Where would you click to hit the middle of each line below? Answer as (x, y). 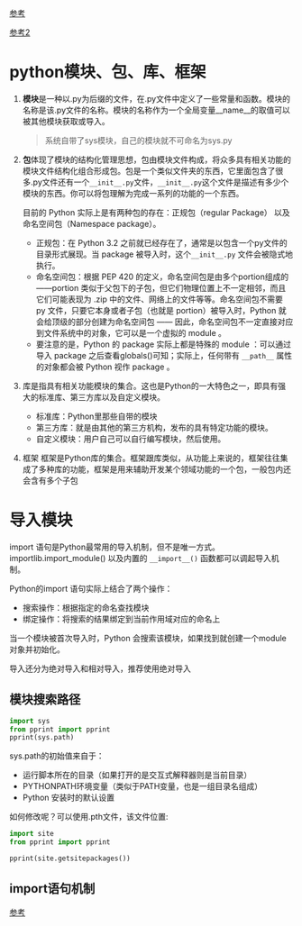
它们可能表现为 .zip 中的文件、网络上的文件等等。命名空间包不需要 (160, 299)
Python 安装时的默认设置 (69, 798)
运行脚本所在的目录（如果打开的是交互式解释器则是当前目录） (137, 775)
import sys (30, 721)
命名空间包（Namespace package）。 (92, 223)
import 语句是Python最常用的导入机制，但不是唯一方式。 (115, 547)
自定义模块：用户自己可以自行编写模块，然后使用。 (131, 439)
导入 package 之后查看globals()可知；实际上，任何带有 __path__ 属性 (164, 355)
